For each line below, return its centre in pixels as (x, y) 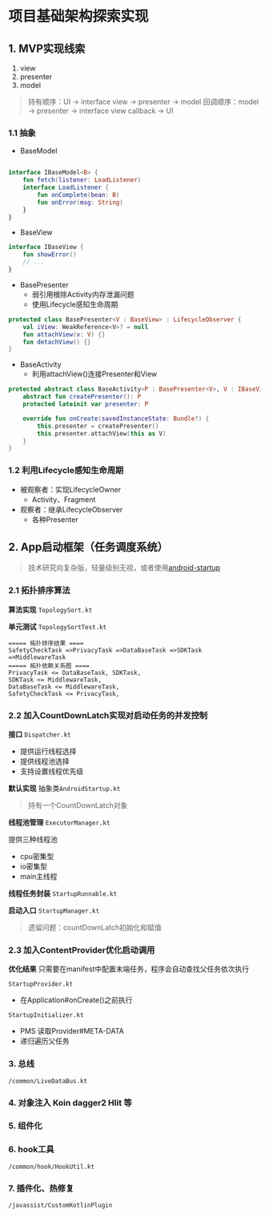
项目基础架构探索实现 (79, 16)
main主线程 (38, 876)
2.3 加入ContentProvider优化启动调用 (82, 950)
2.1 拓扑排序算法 (39, 591)
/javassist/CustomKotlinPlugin (60, 1206)
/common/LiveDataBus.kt (48, 1081)
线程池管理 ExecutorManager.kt (59, 822)
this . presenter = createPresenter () (98, 426)
